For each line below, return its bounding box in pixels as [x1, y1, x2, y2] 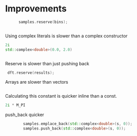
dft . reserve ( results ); [7, 70, 55, 75]
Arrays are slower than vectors [5, 79, 68, 85]
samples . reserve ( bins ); [18, 19, 68, 24]
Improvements [5, 3, 67, 14]
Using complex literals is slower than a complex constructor [5, 33, 128, 39]
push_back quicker [5, 112, 44, 118]
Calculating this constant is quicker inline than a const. [5, 93, 117, 99]
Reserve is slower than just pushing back [5, 60, 90, 66]
